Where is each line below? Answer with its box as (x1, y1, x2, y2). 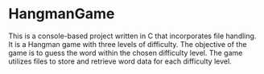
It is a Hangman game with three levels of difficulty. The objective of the (8, 39, 247, 49)
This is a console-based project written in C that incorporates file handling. (8, 31, 257, 41)
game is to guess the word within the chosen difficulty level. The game (8, 48, 243, 57)
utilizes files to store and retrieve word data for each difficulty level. (8, 56, 232, 66)
